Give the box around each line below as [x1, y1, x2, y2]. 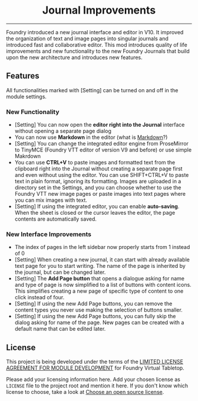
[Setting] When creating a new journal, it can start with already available [14, 256, 190, 263]
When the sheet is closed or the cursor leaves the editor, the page [14, 209, 176, 216]
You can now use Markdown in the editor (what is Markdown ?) [14, 134, 168, 141]
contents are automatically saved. [14, 215, 97, 222]
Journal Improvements [42, 4, 156, 17]
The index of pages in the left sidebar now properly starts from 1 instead [14, 244, 190, 251]
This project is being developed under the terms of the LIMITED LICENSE [6, 358, 184, 366]
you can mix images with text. [14, 196, 87, 204]
